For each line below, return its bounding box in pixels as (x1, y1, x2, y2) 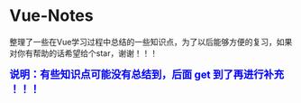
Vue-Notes (9, 5, 94, 26)
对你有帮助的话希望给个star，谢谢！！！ (9, 47, 159, 59)
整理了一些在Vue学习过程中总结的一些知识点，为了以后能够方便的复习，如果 (9, 36, 293, 47)
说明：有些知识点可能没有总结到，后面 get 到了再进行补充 (9, 68, 285, 81)
